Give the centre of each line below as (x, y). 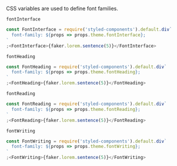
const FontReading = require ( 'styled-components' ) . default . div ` (86, 104)
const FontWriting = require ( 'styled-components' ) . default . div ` (86, 141)
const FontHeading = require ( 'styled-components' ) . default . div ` (86, 67)
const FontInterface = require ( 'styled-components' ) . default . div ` (89, 29)
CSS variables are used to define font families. (62, 9)
